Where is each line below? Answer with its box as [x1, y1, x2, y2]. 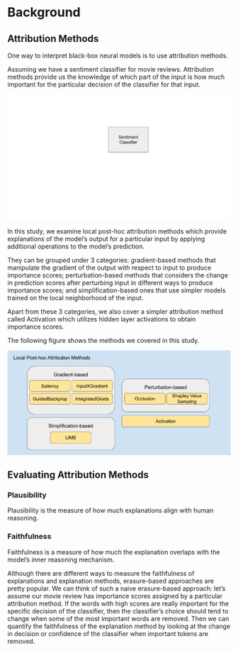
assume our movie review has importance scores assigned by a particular [7, 591, 223, 600]
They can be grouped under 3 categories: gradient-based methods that [7, 256, 216, 264]
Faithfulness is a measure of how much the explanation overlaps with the [7, 547, 221, 556]
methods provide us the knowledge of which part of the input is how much [7, 72, 225, 81]
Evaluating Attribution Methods [7, 469, 149, 481]
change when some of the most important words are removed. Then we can [7, 614, 229, 623]
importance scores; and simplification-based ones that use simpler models [7, 286, 226, 295]
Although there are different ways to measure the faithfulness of [7, 569, 195, 577]
